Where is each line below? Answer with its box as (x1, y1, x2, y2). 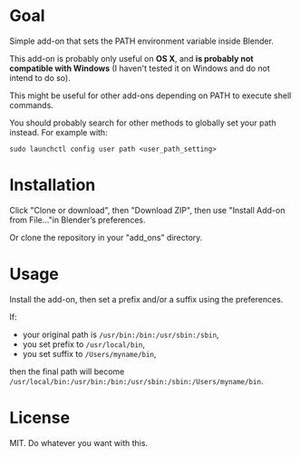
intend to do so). (9, 72, 71, 83)
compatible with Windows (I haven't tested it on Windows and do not (9, 63, 270, 74)
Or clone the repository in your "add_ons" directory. (9, 232, 203, 243)
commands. (9, 99, 54, 110)
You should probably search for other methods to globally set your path (9, 117, 276, 128)
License (9, 408, 71, 428)
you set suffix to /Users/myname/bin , (22, 348, 157, 359)
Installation (9, 174, 96, 195)
